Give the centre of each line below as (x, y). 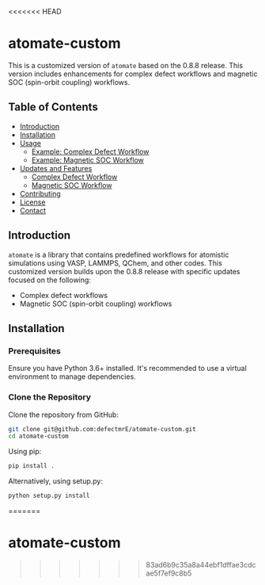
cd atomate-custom (38, 436)
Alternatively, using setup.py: (55, 481)
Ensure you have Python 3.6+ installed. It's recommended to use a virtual (127, 369)
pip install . (32, 466)
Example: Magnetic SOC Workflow (87, 160)
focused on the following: (49, 280)
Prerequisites (34, 350)
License (32, 202)
